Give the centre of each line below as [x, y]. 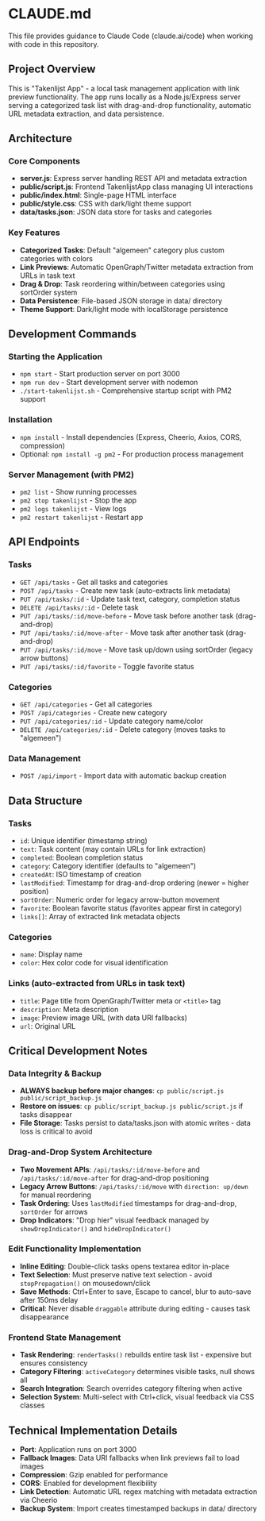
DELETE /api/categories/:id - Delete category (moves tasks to [123, 730]
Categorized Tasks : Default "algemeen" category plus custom [122, 250]
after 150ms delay [49, 1300]
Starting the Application [56, 356]
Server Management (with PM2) [71, 475]
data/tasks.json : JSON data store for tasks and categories [116, 212]
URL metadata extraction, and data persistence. [86, 114]
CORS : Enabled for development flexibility [88, 1483]
